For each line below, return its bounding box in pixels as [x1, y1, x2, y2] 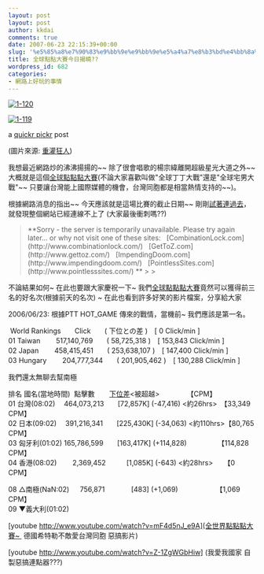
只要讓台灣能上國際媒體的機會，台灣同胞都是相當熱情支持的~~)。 [28, 182, 241, 191]
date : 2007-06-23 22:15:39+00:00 [8, 41, 118, 49]
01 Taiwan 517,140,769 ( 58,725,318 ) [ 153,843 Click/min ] [8, 335, 225, 345]
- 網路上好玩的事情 [8, 77, 63, 85]
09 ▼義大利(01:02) [8, 504, 69, 513]
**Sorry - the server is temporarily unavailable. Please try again [27, 224, 236, 234]
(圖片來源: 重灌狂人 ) [8, 146, 73, 155]
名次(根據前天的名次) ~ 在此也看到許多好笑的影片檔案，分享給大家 [28, 292, 242, 302]
